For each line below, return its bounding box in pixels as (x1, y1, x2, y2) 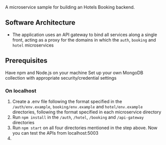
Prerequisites (5, 56, 48, 65)
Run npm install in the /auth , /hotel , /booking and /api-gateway (12, 114, 144, 120)
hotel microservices (12, 42, 54, 48)
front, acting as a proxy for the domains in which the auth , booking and (12, 37, 156, 43)
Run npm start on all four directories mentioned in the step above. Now (12, 125, 158, 131)
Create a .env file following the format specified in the (12, 98, 122, 104)
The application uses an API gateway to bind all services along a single (12, 32, 158, 38)
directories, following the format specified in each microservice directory (12, 109, 162, 115)
